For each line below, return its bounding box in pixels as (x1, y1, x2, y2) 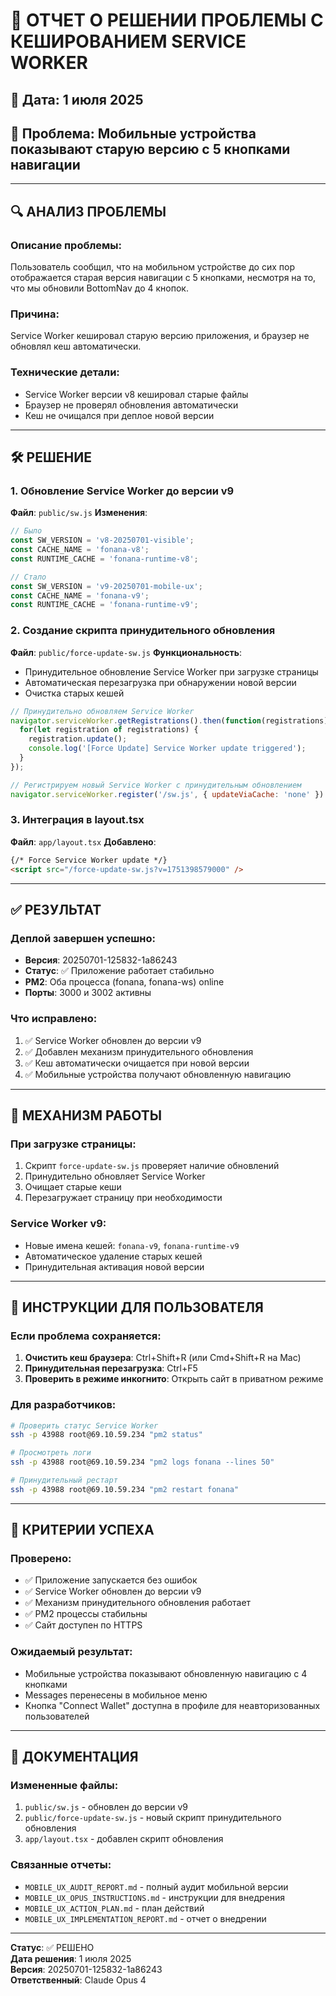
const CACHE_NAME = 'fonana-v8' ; (10, 545, 150, 555)
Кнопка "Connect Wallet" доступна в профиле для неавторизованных (24, 1699, 321, 1711)
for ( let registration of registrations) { (19, 725, 199, 735)
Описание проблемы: (10, 238, 122, 252)
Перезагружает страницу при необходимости (24, 1192, 223, 1204)
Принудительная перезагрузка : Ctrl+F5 (24, 1362, 198, 1374)
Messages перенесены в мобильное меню (24, 1689, 208, 1701)
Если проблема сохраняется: (10, 1329, 162, 1343)
